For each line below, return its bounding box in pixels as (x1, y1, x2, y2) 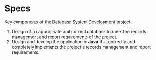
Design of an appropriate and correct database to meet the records (11, 28, 147, 34)
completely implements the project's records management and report (11, 44, 151, 50)
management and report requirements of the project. (11, 34, 118, 40)
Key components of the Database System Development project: (4, 19, 132, 25)
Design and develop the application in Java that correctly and (11, 39, 135, 44)
